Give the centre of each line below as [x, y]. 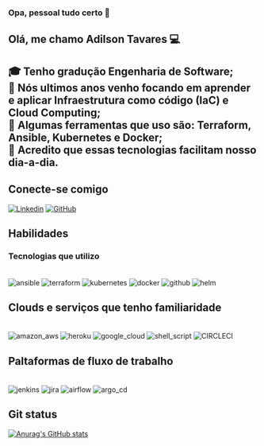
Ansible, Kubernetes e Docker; [86, 137]
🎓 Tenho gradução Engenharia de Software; [121, 71]
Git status [33, 415]
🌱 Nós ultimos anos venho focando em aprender [130, 88]
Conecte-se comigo [58, 190]
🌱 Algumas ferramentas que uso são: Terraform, [130, 125]
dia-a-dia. [34, 162]
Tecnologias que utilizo [54, 256]
